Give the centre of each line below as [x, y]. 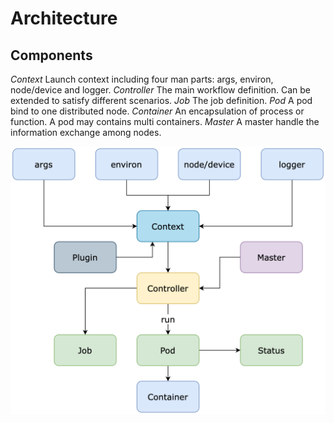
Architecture [64, 18]
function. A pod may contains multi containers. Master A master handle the [165, 121]
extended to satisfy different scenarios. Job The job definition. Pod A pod [161, 100]
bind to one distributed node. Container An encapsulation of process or [157, 111]
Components [51, 55]
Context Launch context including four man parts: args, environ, [142, 79]
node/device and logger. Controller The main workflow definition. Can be [161, 90]
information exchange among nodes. [86, 132]
